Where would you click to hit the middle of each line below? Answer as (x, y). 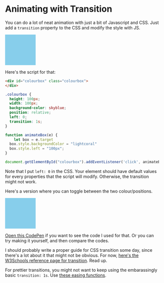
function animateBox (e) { (31, 135)
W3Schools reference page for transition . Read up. (56, 261)
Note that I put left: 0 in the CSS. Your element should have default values (81, 171)
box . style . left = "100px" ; (37, 149)
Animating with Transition (59, 9)
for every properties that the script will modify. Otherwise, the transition (77, 176)
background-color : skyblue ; (38, 108)
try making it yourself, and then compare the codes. (57, 240)
